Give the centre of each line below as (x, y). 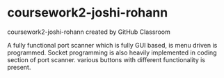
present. (19, 67)
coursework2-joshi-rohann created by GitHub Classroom (89, 32)
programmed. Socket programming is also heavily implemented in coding (112, 52)
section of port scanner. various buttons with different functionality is (106, 59)
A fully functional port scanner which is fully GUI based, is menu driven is (112, 45)
